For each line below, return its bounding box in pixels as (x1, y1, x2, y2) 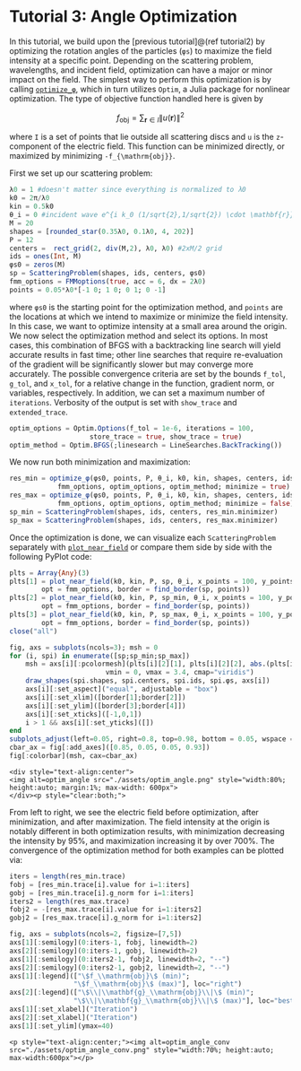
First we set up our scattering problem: (9, 168, 153, 178)
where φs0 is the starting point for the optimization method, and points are (9, 301, 284, 312)
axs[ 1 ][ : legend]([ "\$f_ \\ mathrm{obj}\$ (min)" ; (9, 971, 191, 980)
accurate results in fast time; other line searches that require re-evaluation (9, 349, 284, 360)
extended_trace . (9, 406, 69, 417)
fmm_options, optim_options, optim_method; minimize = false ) (56, 500, 295, 509)
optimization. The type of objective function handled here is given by (9, 92, 264, 104)
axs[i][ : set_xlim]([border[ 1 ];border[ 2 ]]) (25, 692, 186, 701)
